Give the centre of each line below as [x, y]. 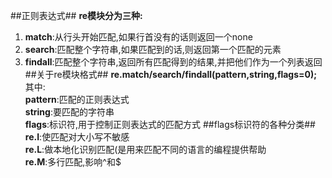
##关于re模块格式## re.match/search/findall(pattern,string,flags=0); [171, 74]
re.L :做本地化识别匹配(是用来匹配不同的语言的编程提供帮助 [145, 149]
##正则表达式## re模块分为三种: [76, 15]
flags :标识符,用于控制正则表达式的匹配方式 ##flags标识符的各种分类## [170, 124]
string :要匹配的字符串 [69, 112]
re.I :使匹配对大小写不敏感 [77, 137]
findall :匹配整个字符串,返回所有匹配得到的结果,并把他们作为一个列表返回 [173, 62]
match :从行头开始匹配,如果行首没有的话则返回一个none [138, 37]
